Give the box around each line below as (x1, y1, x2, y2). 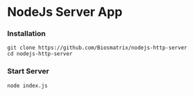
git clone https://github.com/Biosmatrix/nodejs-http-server (7, 44, 188, 52)
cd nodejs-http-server (7, 50, 73, 57)
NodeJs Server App (7, 4, 123, 20)
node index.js (7, 82, 48, 89)
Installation (7, 29, 46, 39)
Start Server (7, 66, 50, 76)
